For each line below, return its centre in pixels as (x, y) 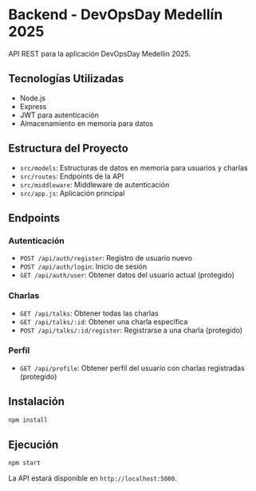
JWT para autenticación (59, 115)
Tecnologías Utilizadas (66, 79)
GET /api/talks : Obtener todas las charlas (89, 313)
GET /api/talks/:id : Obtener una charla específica (104, 321)
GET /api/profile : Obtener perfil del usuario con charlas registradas (132, 367)
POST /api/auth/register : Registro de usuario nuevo (106, 258)
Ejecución (33, 444)
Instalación (37, 401)
